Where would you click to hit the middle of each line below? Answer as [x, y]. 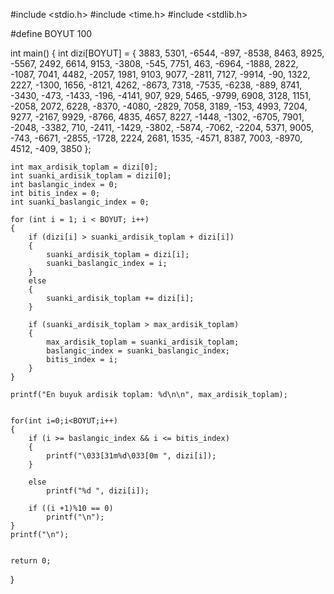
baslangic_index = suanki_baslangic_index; [138, 351]
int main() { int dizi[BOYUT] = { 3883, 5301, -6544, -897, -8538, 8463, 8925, [167, 53]
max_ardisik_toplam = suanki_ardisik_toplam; [143, 342]
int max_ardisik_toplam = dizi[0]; [84, 167]
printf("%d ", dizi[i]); [98, 491]
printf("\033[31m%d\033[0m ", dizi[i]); [131, 456]
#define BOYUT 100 [51, 33]
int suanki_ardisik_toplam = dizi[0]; [91, 176]
